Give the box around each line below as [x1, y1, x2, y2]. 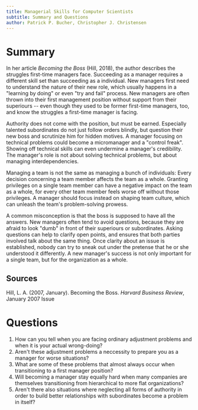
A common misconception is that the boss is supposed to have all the [6, 212, 176, 219]
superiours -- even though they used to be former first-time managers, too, [6, 102, 190, 109]
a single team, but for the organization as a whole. [6, 256, 128, 263]
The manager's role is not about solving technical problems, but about [6, 151, 177, 159]
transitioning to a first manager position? [14, 367, 113, 375]
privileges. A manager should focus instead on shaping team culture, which [6, 195, 190, 202]
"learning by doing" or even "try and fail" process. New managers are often [6, 90, 190, 97]
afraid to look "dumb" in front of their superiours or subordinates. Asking [6, 225, 183, 232]
